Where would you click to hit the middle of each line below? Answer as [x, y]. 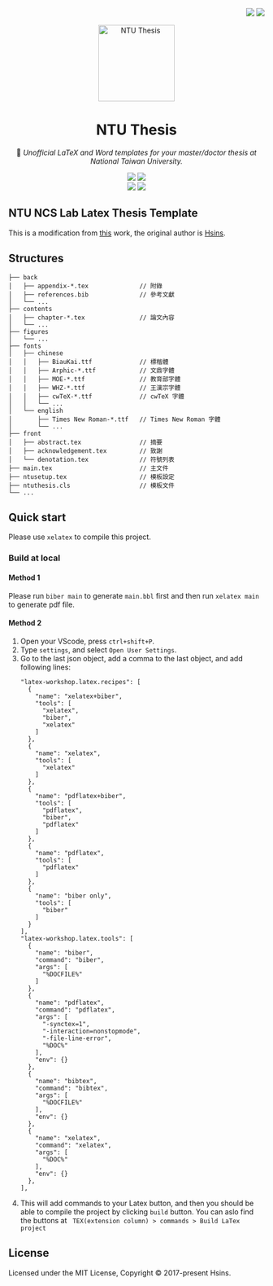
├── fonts [25, 346]
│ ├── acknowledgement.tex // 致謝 [85, 451]
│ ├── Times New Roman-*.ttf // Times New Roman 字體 [115, 419]
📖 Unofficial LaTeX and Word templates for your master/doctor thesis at [136, 152]
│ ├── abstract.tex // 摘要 [85, 442]
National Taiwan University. [136, 161]
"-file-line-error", [77, 1038]
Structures [36, 259]
